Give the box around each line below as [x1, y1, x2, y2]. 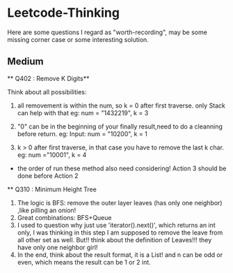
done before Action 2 [17, 171, 79, 179]
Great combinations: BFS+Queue [17, 213, 112, 221]
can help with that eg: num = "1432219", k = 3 [17, 108, 149, 117]
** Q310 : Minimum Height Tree [7, 185, 97, 193]
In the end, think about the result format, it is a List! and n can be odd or [17, 250, 223, 259]
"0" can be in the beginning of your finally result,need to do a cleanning [17, 122, 223, 131]
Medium [7, 56, 44, 68]
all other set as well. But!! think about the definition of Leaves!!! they [17, 235, 212, 244]
